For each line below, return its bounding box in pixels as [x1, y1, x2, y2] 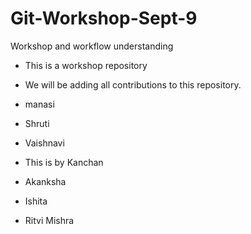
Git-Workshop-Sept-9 [10, 7, 198, 30]
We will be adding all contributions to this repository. [24, 78, 242, 91]
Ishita [24, 195, 48, 207]
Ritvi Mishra [24, 214, 75, 226]
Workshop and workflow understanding [10, 40, 174, 52]
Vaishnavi [24, 137, 65, 149]
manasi [24, 98, 55, 110]
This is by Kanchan [24, 156, 104, 168]
